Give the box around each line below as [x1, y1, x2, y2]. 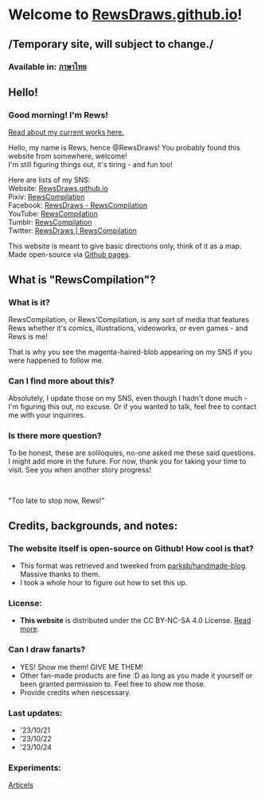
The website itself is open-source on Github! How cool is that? [8, 542, 254, 554]
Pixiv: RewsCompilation [8, 192, 85, 202]
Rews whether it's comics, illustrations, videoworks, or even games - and [8, 323, 248, 332]
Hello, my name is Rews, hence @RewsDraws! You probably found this [8, 143, 240, 153]
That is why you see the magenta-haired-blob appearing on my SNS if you [8, 347, 252, 356]
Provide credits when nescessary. [19, 687, 131, 697]
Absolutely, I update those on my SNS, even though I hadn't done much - [8, 394, 248, 403]
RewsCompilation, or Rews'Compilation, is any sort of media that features [8, 314, 249, 324]
